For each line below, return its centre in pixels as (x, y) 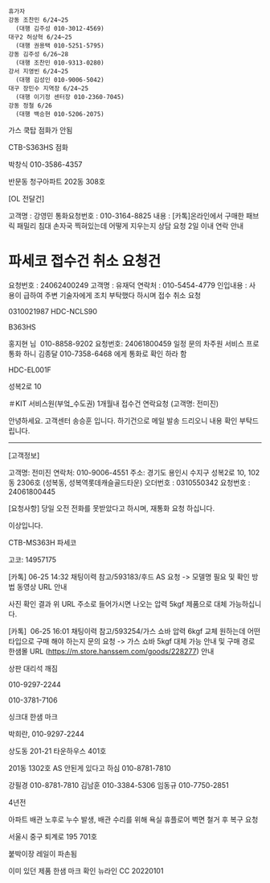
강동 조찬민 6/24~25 (39, 20)
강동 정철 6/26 (30, 106)
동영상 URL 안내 (42, 587)
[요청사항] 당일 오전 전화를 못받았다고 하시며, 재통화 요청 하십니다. (112, 508)
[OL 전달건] (27, 199)
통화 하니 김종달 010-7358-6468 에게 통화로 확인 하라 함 (98, 354)
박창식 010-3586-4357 (45, 164)
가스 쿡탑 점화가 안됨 (41, 130)
